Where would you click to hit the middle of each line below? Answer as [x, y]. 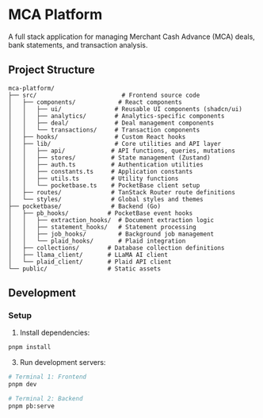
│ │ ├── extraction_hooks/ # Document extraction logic [111, 220]
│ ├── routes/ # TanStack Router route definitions [122, 192]
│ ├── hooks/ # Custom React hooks [97, 136]
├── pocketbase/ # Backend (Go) [84, 206]
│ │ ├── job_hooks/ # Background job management [111, 234]
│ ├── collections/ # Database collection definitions [116, 247]
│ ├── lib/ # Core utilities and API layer [115, 144]
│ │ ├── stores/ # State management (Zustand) [110, 157]
